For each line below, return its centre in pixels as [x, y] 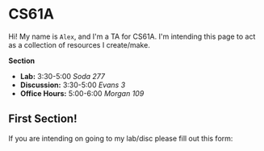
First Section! [43, 119]
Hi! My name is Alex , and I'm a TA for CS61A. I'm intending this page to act [132, 36]
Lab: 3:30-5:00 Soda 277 [62, 76]
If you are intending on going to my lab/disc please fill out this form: [121, 138]
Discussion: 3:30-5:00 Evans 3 [73, 85]
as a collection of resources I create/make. [80, 44]
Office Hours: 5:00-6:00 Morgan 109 [82, 93]
